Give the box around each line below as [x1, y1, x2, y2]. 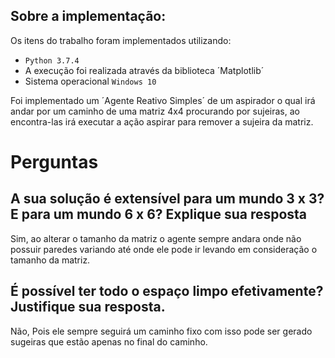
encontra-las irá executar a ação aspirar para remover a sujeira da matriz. [10, 115, 314, 128]
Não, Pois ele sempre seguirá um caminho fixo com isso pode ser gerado [10, 325, 313, 337]
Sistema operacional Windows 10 [24, 75, 157, 87]
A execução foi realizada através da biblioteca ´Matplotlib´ [24, 64, 265, 76]
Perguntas [10, 151, 99, 173]
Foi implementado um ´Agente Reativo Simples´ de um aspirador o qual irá [10, 94, 316, 106]
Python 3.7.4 [24, 55, 80, 66]
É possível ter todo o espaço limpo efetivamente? [10, 283, 324, 300]
